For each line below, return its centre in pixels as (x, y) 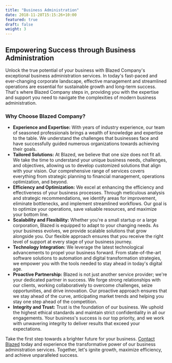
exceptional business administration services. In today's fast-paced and (81, 75)
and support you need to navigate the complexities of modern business (81, 97)
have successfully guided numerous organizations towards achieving (86, 144)
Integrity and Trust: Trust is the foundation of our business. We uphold (88, 307)
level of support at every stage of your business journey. (72, 242)
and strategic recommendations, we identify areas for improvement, (84, 198)
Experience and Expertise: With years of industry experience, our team (89, 127)
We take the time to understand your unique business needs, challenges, (90, 160)
